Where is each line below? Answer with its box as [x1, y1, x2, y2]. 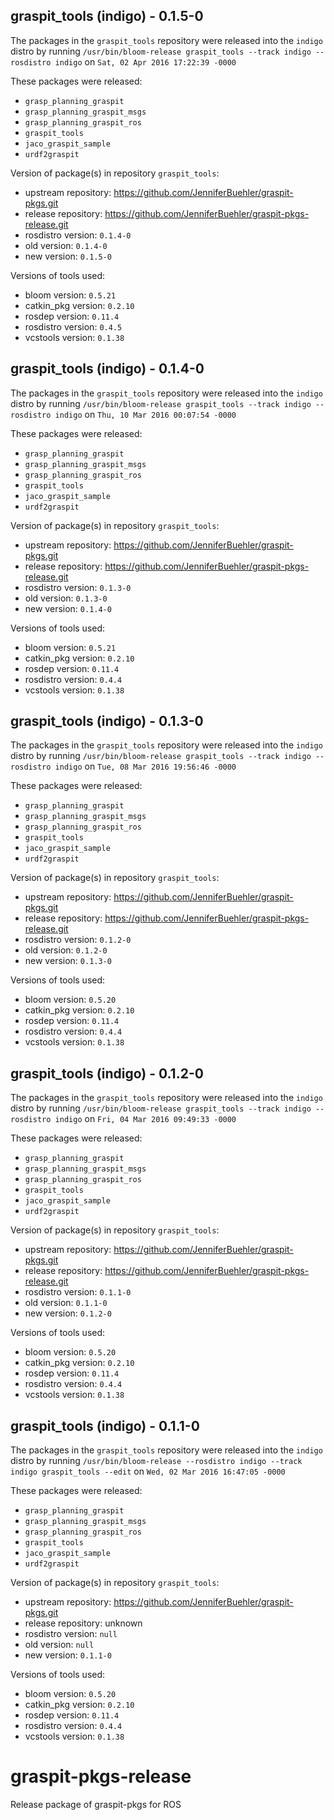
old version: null [24, 1639, 95, 1651]
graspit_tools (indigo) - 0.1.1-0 [10, 1417, 200, 1434]
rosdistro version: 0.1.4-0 [24, 229, 132, 241]
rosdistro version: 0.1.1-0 [24, 1286, 132, 1298]
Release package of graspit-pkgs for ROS [10, 1799, 182, 1810]
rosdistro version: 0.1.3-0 [24, 581, 132, 593]
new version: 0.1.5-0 [24, 250, 112, 262]
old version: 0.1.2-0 [24, 944, 108, 956]
